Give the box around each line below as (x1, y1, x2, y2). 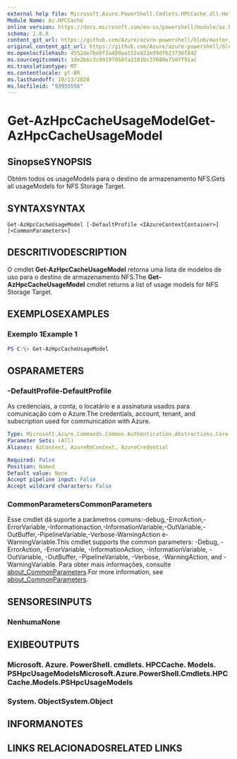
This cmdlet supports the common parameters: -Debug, (56, 538, 219, 547)
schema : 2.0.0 (7, 30, 49, 37)
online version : (7, 23, 55, 30)
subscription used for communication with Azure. (7, 417, 151, 425)
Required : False (7, 456, 55, 463)
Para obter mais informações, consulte (59, 560, 171, 569)
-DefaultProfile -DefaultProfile (7, 386, 111, 396)
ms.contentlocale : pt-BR (7, 69, 80, 76)
